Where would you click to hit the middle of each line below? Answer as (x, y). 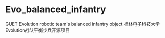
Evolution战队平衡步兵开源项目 (38, 30)
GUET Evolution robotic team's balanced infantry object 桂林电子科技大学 (83, 24)
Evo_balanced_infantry (56, 9)
